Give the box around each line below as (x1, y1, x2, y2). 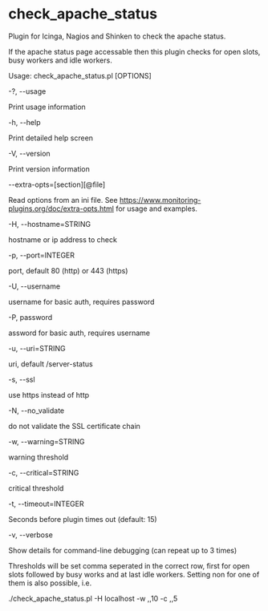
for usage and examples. (116, 204, 198, 213)
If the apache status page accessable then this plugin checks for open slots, (8, 47, 261, 56)
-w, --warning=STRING (8, 436, 86, 446)
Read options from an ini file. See (8, 195, 118, 204)
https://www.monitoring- (119, 195, 201, 204)
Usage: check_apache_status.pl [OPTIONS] (8, 71, 152, 80)
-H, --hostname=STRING (8, 219, 91, 229)
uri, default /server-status (8, 358, 94, 369)
